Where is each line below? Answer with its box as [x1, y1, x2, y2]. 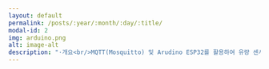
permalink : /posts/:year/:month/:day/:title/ [8, 19, 163, 27]
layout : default [8, 11, 62, 20]
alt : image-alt [8, 41, 59, 49]
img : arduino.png [8, 33, 66, 42]
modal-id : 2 [8, 26, 48, 34]
